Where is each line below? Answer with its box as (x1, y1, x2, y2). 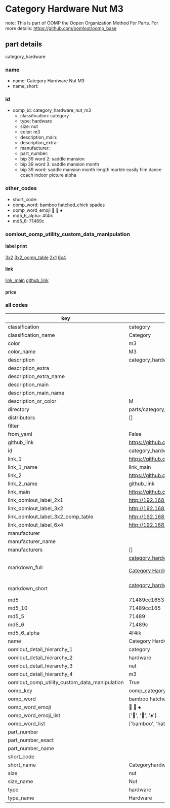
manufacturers (8, 546, 43, 553)
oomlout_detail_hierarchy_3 (8, 662, 73, 669)
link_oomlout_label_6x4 (8, 521, 64, 528)
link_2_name (8, 480, 38, 487)
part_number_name (8, 745, 54, 752)
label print (5, 243, 27, 249)
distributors (8, 414, 35, 421)
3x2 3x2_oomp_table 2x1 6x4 (5, 254, 66, 261)
